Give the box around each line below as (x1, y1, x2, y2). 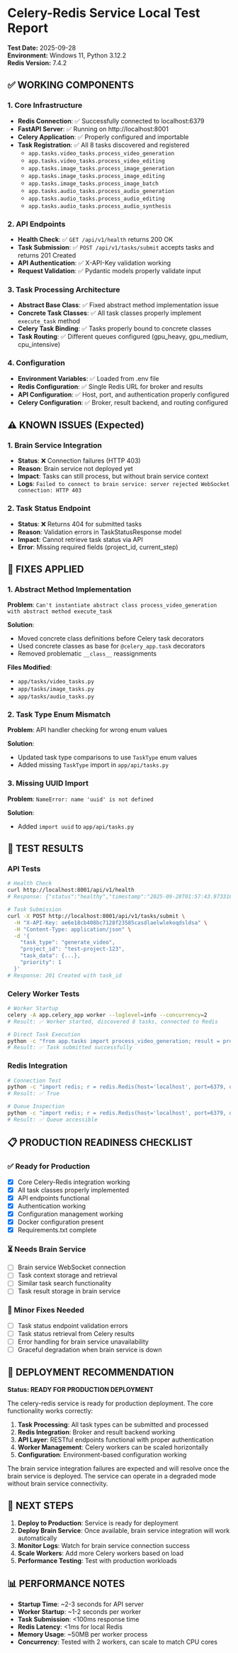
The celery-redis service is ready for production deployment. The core (7, 1399, 214, 1408)
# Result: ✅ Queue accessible (7, 1116, 98, 1123)
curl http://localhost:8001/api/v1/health (7, 887, 135, 894)
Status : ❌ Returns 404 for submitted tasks (17, 519, 142, 528)
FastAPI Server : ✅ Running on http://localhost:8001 (17, 124, 169, 133)
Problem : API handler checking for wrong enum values (7, 726, 168, 734)
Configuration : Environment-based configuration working (17, 1450, 187, 1459)
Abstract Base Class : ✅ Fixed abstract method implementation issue (17, 301, 220, 309)
